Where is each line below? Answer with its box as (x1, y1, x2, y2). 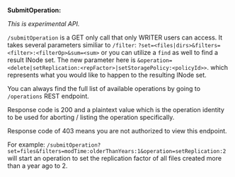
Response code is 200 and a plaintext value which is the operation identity (7, 106, 225, 114)
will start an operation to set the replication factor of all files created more (7, 154, 222, 162)
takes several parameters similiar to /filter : (7, 41, 137, 49)
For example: (7, 140, 46, 149)
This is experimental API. (7, 20, 80, 28)
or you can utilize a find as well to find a (101, 49, 218, 56)
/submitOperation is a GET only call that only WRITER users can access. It (7, 33, 223, 42)
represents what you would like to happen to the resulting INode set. (7, 71, 207, 79)
